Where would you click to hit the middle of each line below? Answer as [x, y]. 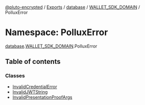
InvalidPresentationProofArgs [42, 97]
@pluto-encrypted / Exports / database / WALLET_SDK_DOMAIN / [73, 7]
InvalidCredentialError [35, 87]
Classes [15, 76]
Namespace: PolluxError [57, 32]
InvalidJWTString [30, 92]
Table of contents [33, 62]
